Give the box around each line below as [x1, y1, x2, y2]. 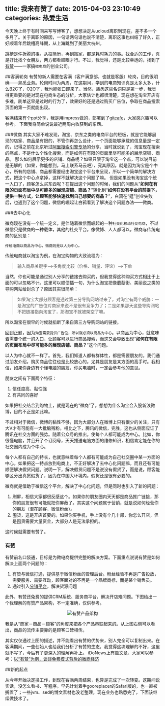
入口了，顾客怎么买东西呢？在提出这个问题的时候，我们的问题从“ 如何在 [9, 180, 154, 186]
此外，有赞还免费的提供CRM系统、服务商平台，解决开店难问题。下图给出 [5, 594, 153, 600]
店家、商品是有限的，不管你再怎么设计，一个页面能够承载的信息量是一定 [13, 138, 160, 143]
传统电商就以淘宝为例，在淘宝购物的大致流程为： [5, 252, 104, 258]
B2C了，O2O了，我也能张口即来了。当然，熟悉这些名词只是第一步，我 [9, 86, 152, 92]
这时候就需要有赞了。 [5, 529, 48, 534]
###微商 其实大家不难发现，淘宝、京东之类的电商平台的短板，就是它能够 [5, 131, 152, 137]
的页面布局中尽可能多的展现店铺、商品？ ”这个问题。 [5, 342, 110, 348]
